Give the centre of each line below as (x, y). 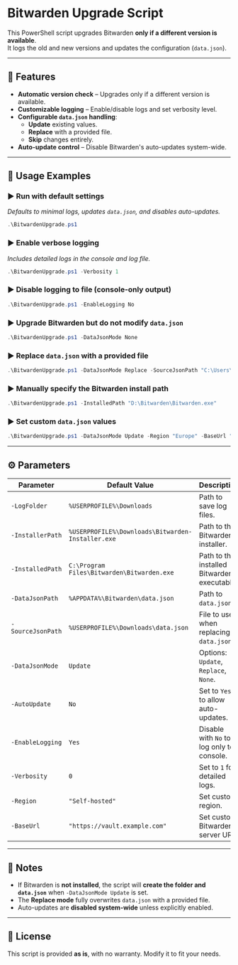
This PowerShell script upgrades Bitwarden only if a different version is (112, 33)
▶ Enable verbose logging (53, 243)
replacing (214, 632)
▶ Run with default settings (56, 196)
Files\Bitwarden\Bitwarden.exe (121, 573)
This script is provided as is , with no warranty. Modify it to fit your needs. (114, 954)
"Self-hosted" (92, 801)
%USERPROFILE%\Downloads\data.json (129, 628)
